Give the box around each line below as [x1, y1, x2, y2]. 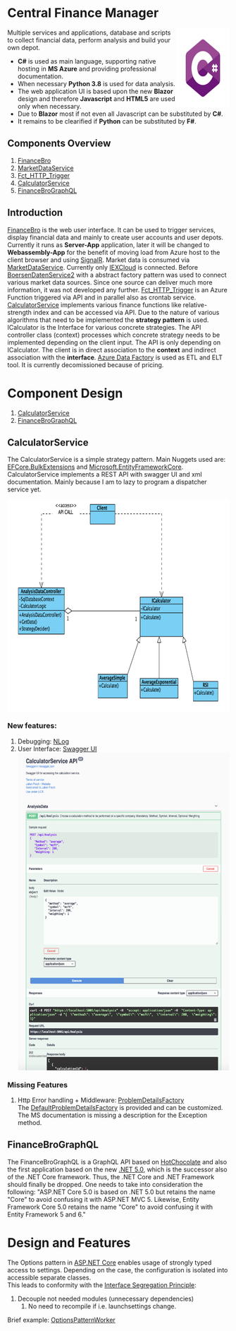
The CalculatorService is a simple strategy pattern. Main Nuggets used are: [7, 455, 226, 464]
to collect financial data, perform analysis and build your [7, 35, 170, 44]
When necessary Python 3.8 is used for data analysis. [17, 79, 175, 88]
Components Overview [7, 138, 111, 150]
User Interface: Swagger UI [17, 744, 97, 753]
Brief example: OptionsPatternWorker [7, 1315, 116, 1324]
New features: [7, 721, 58, 731]
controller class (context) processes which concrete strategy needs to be [7, 330, 221, 339]
